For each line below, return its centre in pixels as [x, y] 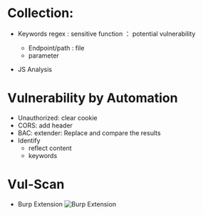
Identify [29, 140]
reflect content [50, 148]
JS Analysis [35, 69]
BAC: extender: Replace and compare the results [89, 132]
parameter [43, 56]
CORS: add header [45, 125]
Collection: [41, 13]
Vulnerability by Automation [93, 98]
